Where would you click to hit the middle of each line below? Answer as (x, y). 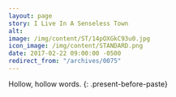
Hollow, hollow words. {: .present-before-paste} (88, 84)
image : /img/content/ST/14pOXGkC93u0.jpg (79, 38)
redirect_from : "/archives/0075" (65, 61)
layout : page (30, 16)
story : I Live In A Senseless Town (69, 23)
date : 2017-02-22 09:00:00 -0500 (65, 53)
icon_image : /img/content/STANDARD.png (76, 46)
